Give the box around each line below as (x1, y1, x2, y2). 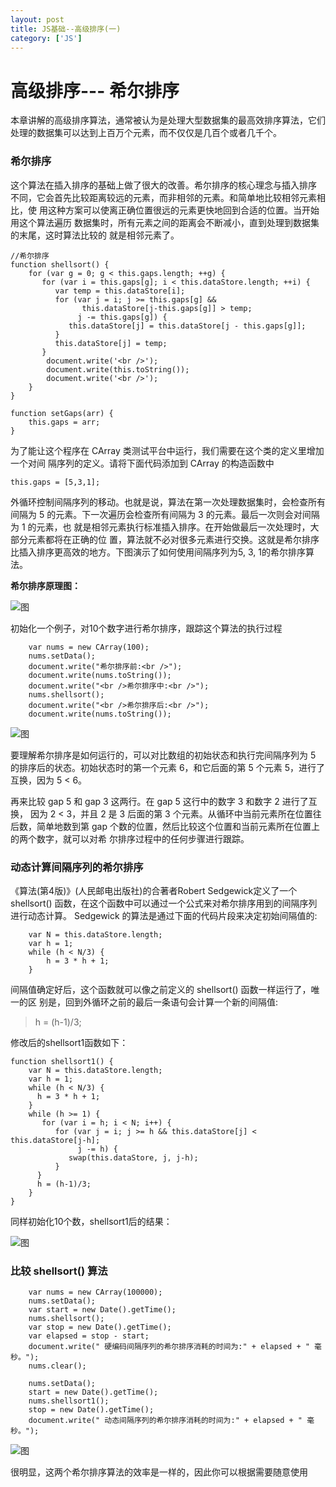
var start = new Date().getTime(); (28, 1305, 177, 1315)
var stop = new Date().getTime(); (28, 1322, 172, 1333)
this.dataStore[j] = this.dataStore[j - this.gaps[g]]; (68, 321, 307, 331)
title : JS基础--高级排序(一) (10, 24, 122, 34)
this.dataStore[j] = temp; (54, 338, 168, 348)
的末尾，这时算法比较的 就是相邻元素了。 (10, 229, 180, 241)
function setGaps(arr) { (10, 408, 114, 418)
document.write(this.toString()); (46, 364, 190, 375)
